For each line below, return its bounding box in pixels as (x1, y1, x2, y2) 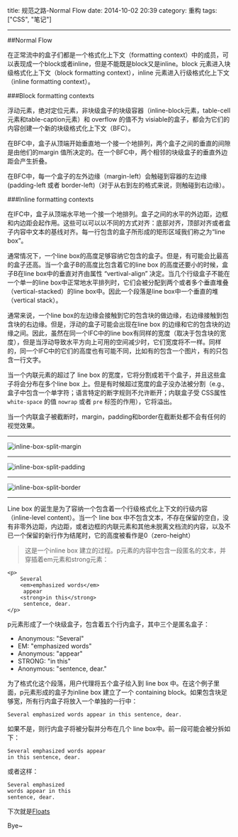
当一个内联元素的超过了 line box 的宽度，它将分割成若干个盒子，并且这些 (7, 370, 220, 379)
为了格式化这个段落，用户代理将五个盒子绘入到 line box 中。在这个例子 (7, 679, 214, 688)
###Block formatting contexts (7, 92, 94, 100)
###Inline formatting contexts (7, 195, 94, 203)
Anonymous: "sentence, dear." (17, 664, 108, 673)
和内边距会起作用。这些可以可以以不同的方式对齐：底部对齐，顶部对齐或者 (7, 219, 225, 227)
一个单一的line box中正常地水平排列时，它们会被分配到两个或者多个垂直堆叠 (7, 278, 229, 287)
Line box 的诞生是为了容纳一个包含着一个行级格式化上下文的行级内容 (7, 504, 208, 513)
